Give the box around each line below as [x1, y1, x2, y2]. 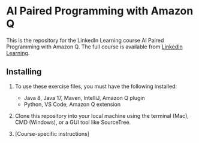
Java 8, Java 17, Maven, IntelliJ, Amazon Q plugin [23, 94, 145, 101]
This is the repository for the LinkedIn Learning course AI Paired [6, 36, 164, 44]
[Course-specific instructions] [14, 130, 90, 137]
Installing [6, 67, 42, 77]
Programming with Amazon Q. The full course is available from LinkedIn [6, 43, 183, 50]
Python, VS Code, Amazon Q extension [23, 101, 121, 108]
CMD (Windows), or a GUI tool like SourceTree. [14, 118, 131, 126]
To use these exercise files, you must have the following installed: [14, 83, 177, 90]
